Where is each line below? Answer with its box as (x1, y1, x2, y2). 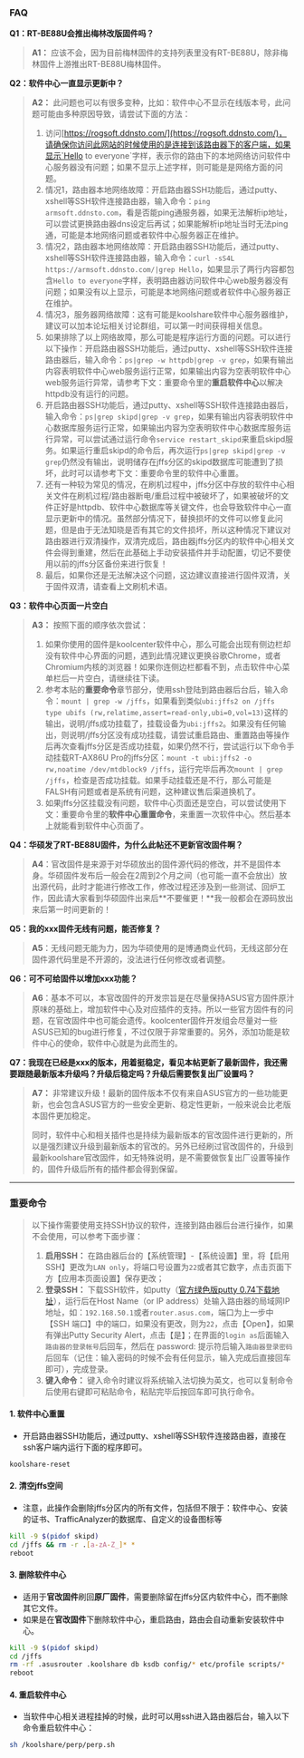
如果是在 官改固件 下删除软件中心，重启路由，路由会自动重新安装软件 (22, 1614, 277, 1625)
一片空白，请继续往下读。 (69, 673, 165, 684)
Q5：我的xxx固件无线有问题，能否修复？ (9, 923, 161, 935)
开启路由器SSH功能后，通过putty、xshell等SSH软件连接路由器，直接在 (22, 1430, 287, 1441)
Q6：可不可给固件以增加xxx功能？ (9, 973, 138, 985)
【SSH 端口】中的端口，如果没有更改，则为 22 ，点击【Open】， (44, 1317, 279, 1329)
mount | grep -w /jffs (61, 697, 147, 706)
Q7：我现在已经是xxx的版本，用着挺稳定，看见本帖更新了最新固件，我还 (9, 1057, 280, 1068)
